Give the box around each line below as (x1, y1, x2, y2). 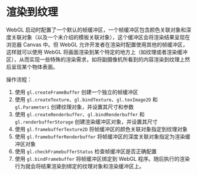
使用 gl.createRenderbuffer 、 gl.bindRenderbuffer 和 (14, 110, 145, 117)
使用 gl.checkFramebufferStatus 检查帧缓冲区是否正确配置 (14, 148, 157, 155)
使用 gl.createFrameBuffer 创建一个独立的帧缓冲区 (14, 88, 138, 96)
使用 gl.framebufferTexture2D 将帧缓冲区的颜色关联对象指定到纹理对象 (14, 125, 188, 132)
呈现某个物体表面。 (11, 63, 58, 70)
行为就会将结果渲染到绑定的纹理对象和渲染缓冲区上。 (14, 163, 145, 170)
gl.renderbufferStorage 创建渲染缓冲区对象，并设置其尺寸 (14, 118, 158, 125)
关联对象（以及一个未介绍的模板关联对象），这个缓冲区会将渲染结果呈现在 (11, 33, 190, 40)
